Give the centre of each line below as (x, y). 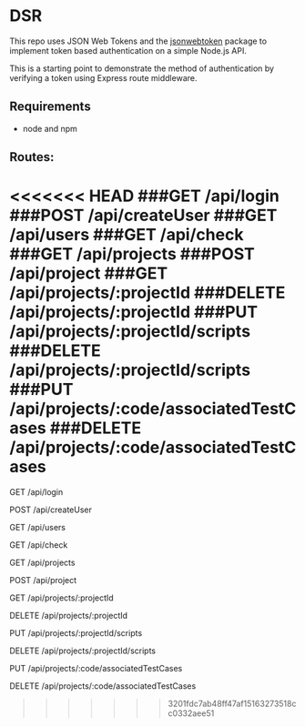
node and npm (50, 128)
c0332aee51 (191, 713)
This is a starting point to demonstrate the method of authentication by (142, 68)
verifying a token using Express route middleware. (103, 77)
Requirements (50, 107)
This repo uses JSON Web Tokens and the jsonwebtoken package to (138, 41)
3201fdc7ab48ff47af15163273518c (232, 704)
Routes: (32, 157)
